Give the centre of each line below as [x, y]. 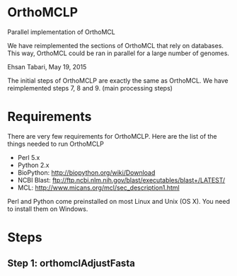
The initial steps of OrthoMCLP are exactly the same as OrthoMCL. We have [118, 80]
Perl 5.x [29, 157]
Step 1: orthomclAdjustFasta [71, 264]
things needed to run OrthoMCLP [56, 144]
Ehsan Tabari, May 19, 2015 [47, 67]
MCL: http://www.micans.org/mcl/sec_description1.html [98, 188]
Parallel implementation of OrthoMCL [61, 32]
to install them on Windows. [48, 209]
